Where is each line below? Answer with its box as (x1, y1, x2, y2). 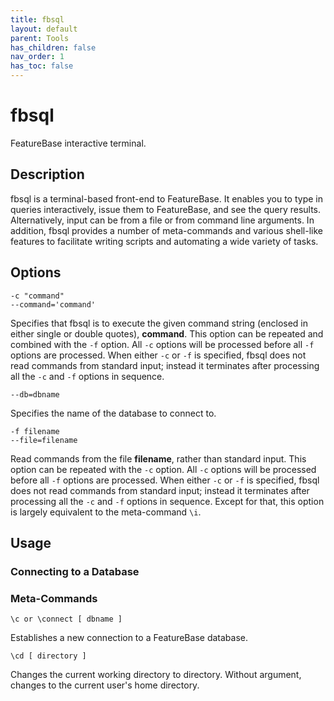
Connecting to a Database (10, 564, 140, 578)
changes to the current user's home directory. (10, 679, 200, 691)
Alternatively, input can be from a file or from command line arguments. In (10, 214, 315, 226)
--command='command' (10, 299, 97, 310)
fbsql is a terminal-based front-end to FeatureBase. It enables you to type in (10, 192, 323, 205)
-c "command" (10, 291, 65, 301)
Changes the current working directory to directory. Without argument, (10, 669, 302, 681)
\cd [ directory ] (10, 651, 87, 661)
